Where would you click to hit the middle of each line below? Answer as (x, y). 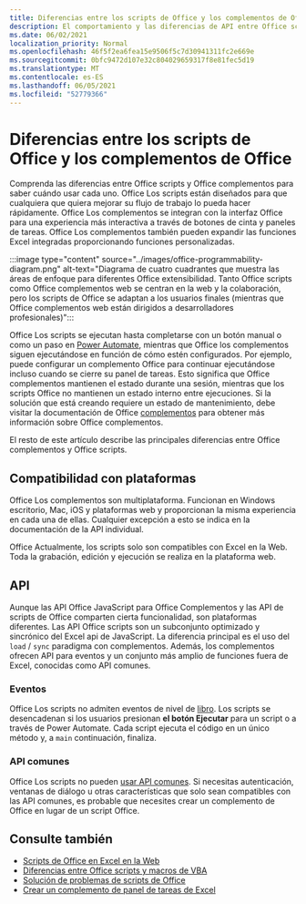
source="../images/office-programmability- (183, 260)
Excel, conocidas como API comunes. (80, 665)
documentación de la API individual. (76, 529)
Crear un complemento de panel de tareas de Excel (119, 890)
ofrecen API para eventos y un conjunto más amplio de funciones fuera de (149, 656)
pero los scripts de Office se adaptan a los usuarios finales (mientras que (147, 298)
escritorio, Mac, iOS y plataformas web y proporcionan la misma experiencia (153, 510)
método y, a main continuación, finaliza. (83, 738)
